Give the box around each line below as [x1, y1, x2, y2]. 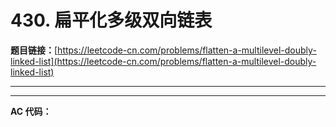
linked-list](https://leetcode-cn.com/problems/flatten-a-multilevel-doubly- [10, 55, 317, 67]
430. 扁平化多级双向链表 [10, 9, 213, 32]
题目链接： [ [10, 44, 58, 56]
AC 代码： [10, 105, 52, 117]
